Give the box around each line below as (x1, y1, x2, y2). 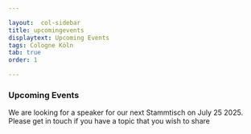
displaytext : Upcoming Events (8, 34, 110, 42)
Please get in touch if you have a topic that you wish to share (8, 116, 211, 126)
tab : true (8, 49, 42, 57)
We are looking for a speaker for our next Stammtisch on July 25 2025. (8, 108, 244, 117)
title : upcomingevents (8, 26, 84, 35)
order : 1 (8, 56, 38, 64)
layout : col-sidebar (8, 18, 81, 26)
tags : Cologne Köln (8, 41, 74, 49)
